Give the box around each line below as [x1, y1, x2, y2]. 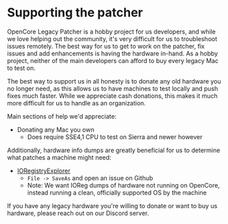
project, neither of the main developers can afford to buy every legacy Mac [7, 56, 219, 64]
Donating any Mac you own [16, 125, 94, 134]
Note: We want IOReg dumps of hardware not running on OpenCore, [27, 181, 220, 189]
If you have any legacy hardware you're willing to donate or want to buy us [7, 201, 218, 210]
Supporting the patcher [7, 5, 143, 21]
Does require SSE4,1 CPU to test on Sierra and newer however [27, 132, 203, 141]
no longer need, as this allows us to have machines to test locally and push [7, 84, 218, 92]
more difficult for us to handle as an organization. [7, 99, 146, 107]
